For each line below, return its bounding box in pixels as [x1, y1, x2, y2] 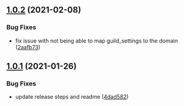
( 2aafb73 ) [15, 43, 41, 51]
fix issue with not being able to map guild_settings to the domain [15, 37, 178, 44]
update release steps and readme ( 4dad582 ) [15, 93, 129, 101]
